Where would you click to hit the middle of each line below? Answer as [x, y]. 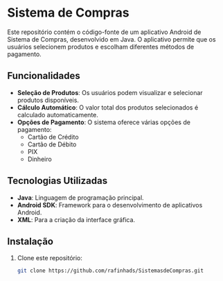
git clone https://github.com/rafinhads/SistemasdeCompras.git [110, 271]
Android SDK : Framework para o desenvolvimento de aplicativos [110, 205]
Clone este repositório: [50, 258]
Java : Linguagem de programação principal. [80, 197]
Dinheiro [39, 159]
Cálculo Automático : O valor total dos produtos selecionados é [108, 107]
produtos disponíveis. [48, 100]
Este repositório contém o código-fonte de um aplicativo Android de [104, 32]
